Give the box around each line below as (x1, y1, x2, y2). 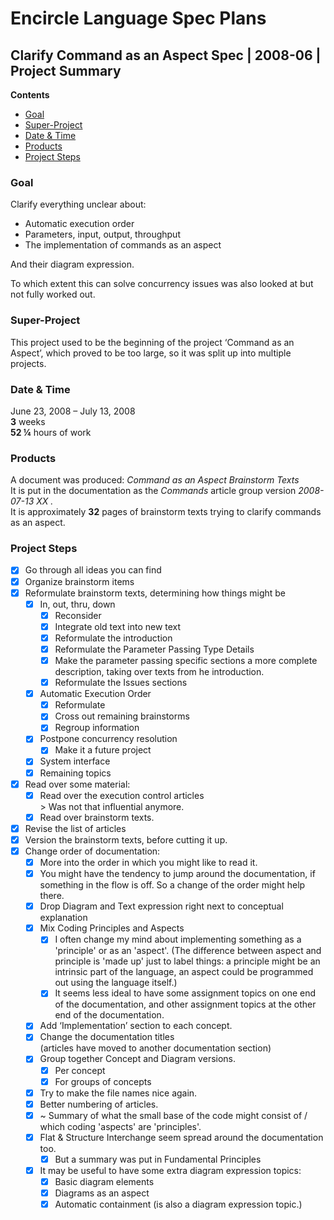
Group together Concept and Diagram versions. (39, 1053, 237, 1065)
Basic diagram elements (54, 1176, 155, 1188)
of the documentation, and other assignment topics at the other (54, 998, 317, 1011)
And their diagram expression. (10, 258, 135, 271)
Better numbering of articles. (39, 1098, 159, 1110)
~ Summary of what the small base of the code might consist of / (39, 1109, 308, 1121)
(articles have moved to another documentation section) (39, 1042, 272, 1054)
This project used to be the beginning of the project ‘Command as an (10, 336, 295, 348)
